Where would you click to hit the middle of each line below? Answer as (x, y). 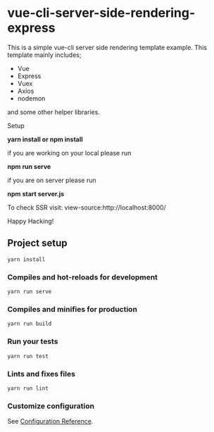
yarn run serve (30, 292)
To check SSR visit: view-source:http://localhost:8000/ (87, 207)
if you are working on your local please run (69, 153)
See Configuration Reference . (50, 421)
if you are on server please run (52, 180)
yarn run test (28, 356)
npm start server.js (36, 193)
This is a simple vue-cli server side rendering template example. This (107, 47)
